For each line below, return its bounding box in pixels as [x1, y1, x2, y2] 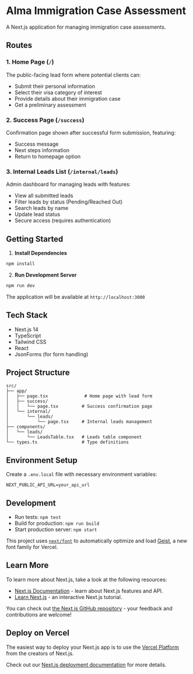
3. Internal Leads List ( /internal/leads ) [6, 167, 118, 176]
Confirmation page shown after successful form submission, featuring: [6, 129, 176, 136]
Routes [6, 40, 33, 50]
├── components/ [6, 424, 45, 430]
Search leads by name [14, 205, 69, 212]
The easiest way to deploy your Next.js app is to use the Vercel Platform [6, 644, 180, 651]
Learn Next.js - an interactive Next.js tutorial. [14, 593, 122, 600]
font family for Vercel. [6, 544, 58, 551]
